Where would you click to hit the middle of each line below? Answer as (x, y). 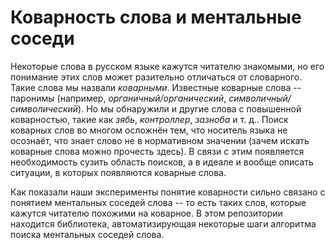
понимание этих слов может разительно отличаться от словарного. (156, 77)
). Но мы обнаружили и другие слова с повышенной (190, 108)
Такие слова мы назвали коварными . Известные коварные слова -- (156, 87)
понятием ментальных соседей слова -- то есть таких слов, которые (158, 202)
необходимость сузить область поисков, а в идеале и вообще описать (162, 162)
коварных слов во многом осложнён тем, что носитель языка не (149, 130)
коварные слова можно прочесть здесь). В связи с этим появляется (157, 151)
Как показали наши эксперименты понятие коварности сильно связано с (168, 192)
